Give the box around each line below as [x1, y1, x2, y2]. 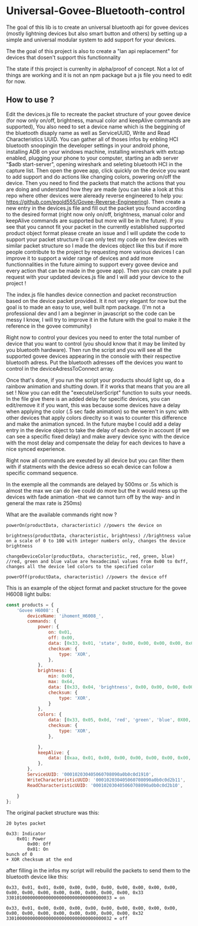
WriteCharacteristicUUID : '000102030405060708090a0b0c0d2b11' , [27, 777, 186, 783]
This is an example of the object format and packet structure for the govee [6, 584, 187, 591]
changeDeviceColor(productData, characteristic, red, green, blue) [6, 553, 176, 559]
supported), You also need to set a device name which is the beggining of [6, 123, 186, 130]
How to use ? [6, 95, 55, 105]
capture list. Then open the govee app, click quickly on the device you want [6, 167, 190, 174]
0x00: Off [27, 841, 51, 847]
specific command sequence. [6, 469, 78, 476]
